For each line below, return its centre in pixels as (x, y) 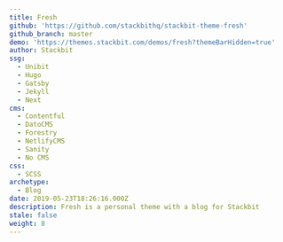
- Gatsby (33, 83)
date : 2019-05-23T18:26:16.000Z (69, 199)
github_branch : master (51, 34)
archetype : (29, 183)
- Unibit (33, 67)
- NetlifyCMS (41, 141)
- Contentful (41, 116)
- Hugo (29, 75)
